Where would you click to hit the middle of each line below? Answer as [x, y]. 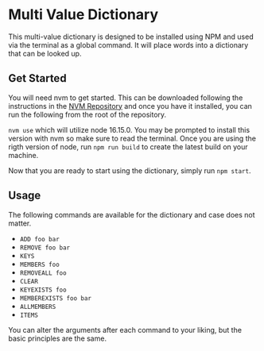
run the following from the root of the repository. [87, 114]
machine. [23, 155]
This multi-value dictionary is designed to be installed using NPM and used [131, 37]
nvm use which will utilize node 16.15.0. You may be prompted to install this [129, 129]
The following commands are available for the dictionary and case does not [132, 214]
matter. [20, 223]
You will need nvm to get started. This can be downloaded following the [126, 98]
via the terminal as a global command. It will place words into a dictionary [128, 44]
